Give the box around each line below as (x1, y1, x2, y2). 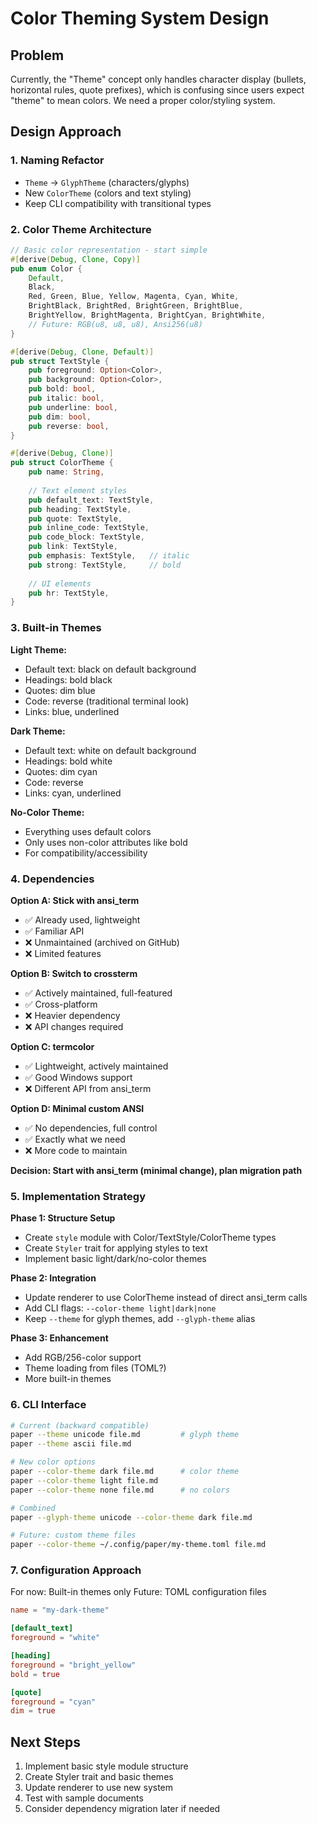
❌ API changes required (24, 1020, 124, 1032)
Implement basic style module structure (24, 1760, 189, 1772)
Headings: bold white (24, 755, 113, 767)
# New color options (10, 1457, 97, 1467)
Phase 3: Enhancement (10, 1332, 109, 1344)
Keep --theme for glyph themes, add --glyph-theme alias (24, 1313, 256, 1325)
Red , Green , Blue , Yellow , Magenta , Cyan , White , (28, 292, 240, 302)
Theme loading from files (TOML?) (24, 1362, 167, 1374)
